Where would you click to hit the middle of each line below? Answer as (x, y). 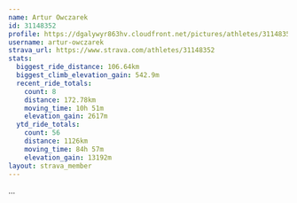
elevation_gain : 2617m (66, 116)
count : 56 (43, 133)
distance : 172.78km (60, 100)
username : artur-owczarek (56, 42)
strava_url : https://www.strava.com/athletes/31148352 (112, 51)
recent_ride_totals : (54, 83)
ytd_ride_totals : (48, 125)
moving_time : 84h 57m (64, 149)
